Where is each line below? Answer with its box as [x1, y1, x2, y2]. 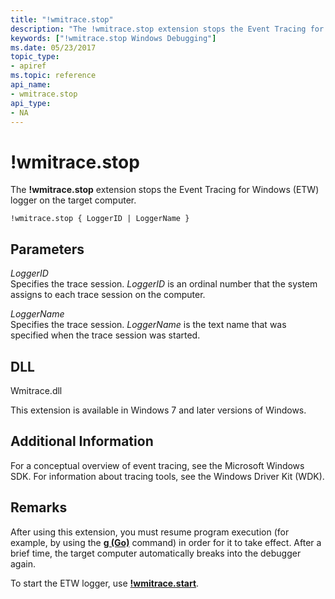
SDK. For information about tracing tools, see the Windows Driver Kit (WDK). [10, 470, 325, 482]
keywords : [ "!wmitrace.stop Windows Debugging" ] [10, 33, 217, 43]
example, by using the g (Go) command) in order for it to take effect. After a [10, 536, 322, 548]
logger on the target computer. [10, 194, 137, 206]
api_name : [10, 80, 52, 90]
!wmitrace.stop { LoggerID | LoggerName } [10, 214, 190, 224]
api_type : [10, 98, 52, 108]
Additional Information [10, 433, 154, 450]
